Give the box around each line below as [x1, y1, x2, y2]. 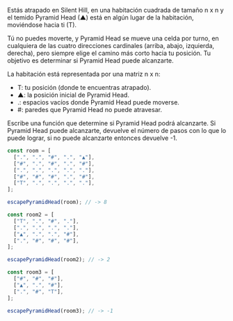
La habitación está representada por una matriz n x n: [7, 70, 161, 78]
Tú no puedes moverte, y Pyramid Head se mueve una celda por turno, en [7, 34, 219, 42]
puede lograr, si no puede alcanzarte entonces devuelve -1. [7, 134, 177, 142]
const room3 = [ [7, 269, 54, 276]
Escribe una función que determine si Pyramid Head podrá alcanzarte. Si [7, 119, 216, 127]
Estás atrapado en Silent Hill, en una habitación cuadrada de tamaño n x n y [7, 6, 224, 14]
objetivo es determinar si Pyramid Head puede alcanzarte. [7, 56, 174, 65]
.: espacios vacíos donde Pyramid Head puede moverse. [17, 98, 179, 107]
